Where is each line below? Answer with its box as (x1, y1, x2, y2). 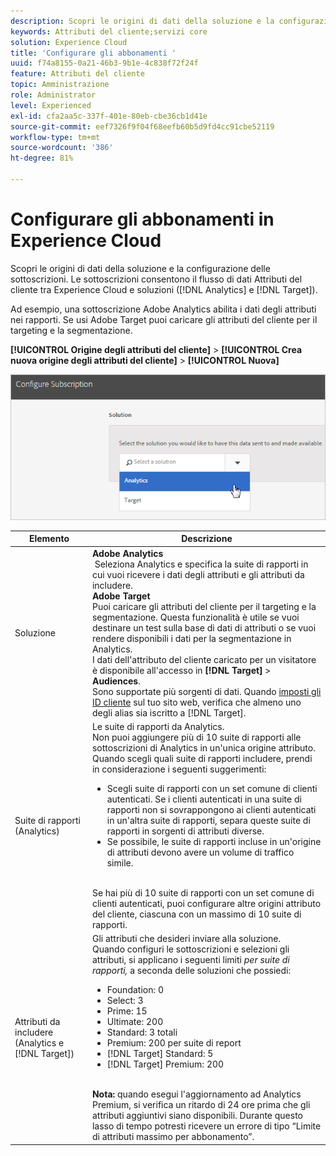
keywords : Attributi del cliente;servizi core (10, 26, 208, 37)
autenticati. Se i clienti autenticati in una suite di (106, 793, 302, 805)
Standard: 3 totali (106, 1026, 178, 1039)
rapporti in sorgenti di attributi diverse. (106, 825, 265, 837)
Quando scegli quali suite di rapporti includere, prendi (91, 752, 313, 764)
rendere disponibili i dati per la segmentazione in (91, 632, 292, 644)
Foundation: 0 (106, 984, 165, 996)
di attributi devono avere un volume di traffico (106, 846, 295, 858)
